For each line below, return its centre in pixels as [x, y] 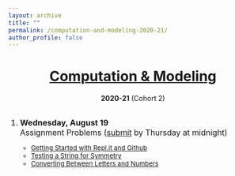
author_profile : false [45, 37]
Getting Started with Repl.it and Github [89, 148]
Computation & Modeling [133, 77]
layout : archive [35, 15]
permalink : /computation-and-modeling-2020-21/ [88, 30]
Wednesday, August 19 [64, 123]
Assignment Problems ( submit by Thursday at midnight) [123, 133]
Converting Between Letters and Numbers [95, 164]
